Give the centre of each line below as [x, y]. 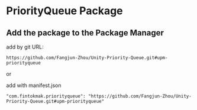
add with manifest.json [34, 85]
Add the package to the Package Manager [85, 33]
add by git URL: [25, 47]
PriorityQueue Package [64, 11]
